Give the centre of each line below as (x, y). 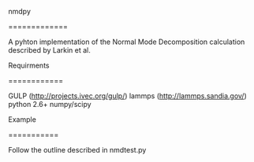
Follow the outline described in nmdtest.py (77, 150)
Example (22, 120)
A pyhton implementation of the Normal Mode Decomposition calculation (127, 42)
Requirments (29, 65)
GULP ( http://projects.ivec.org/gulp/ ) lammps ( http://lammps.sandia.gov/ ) (127, 96)
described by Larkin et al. (49, 50)
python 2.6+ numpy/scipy (50, 104)
